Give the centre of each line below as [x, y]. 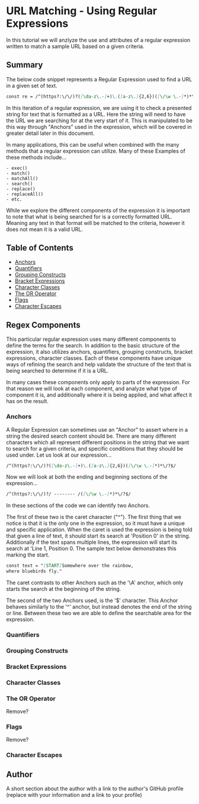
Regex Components [44, 325]
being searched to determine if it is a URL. [57, 371]
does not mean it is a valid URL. [45, 229]
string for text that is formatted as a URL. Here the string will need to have [96, 114]
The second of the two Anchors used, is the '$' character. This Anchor [92, 600]
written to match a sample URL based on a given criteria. [75, 46]
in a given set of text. [32, 86]
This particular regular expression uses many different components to [91, 339]
